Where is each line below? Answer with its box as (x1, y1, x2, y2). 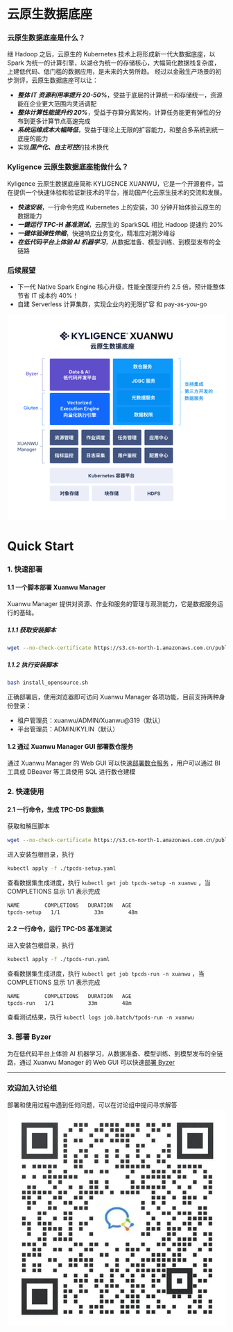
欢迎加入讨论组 (7, 1084, 58, 1093)
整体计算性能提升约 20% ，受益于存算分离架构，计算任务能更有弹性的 (17, 109, 216, 117)
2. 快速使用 (7, 787, 44, 797)
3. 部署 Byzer (7, 1032, 52, 1042)
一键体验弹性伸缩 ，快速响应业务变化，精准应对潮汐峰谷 (17, 229, 175, 237)
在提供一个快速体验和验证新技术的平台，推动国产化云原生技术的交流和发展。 (7, 188, 226, 196)
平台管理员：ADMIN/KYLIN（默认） (17, 725, 119, 734)
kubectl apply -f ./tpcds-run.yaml (7, 956, 110, 963)
